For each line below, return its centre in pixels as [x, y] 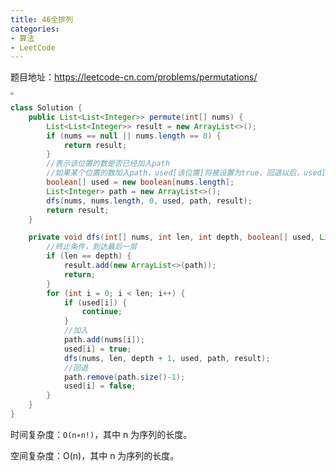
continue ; [102, 312]
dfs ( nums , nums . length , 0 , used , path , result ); [149, 201]
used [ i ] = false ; [100, 386]
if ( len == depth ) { [89, 256]
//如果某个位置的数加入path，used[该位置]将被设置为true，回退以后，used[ [186, 173]
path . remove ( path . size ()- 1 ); [124, 377]
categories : [35, 29]
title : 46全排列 [42, 19]
